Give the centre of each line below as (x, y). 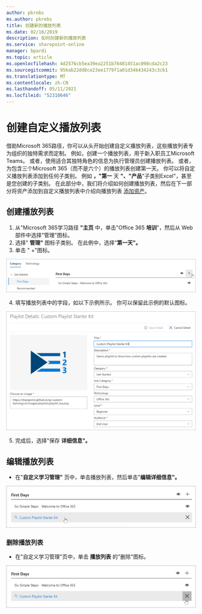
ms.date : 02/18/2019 (32, 32)
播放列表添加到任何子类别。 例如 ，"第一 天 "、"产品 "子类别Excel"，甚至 (102, 176)
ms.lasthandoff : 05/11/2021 (41, 89)
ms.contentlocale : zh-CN (37, 83)
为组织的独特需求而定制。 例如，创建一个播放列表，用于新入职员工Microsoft (100, 153)
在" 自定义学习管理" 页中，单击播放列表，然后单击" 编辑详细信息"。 (97, 477)
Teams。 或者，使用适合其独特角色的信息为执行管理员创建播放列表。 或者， (100, 160)
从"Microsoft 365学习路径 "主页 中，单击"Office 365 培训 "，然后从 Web (104, 227)
